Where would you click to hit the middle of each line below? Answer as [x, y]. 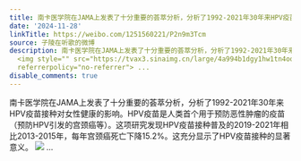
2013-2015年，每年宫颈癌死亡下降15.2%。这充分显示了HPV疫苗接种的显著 [154, 136]
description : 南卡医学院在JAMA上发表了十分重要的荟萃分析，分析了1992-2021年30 [146, 51]
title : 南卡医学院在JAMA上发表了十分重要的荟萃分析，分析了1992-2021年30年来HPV [146, 17]
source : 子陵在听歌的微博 [52, 42]
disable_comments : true [54, 76]
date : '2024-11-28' [46, 26]
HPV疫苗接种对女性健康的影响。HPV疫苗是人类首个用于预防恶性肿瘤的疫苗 [147, 114]
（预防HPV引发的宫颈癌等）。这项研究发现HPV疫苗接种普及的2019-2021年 [145, 124]
